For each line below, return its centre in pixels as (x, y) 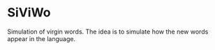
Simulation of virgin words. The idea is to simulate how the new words (108, 32)
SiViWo (29, 13)
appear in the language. (41, 38)
